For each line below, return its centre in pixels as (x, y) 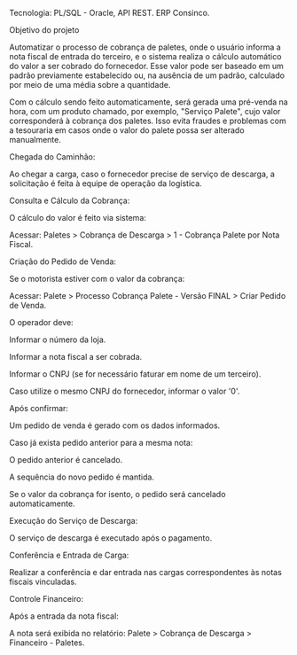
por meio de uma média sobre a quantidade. (90, 85)
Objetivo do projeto (44, 30)
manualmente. (35, 140)
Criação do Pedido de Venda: (63, 261)
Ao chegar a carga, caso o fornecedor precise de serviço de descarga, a (142, 174)
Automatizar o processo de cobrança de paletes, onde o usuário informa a (145, 47)
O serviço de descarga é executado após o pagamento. (111, 538)
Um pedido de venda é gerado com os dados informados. (115, 425)
